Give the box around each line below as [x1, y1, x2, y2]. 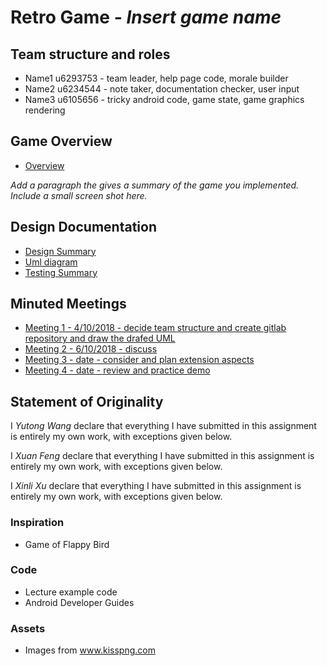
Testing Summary [24, 266, 98, 278]
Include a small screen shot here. [10, 189, 148, 201]
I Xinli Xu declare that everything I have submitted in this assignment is [10, 480, 302, 492]
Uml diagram [24, 256, 78, 268]
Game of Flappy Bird [24, 538, 110, 550]
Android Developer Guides [24, 596, 135, 608]
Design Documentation [10, 219, 157, 236]
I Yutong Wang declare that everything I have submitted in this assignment [10, 420, 317, 432]
